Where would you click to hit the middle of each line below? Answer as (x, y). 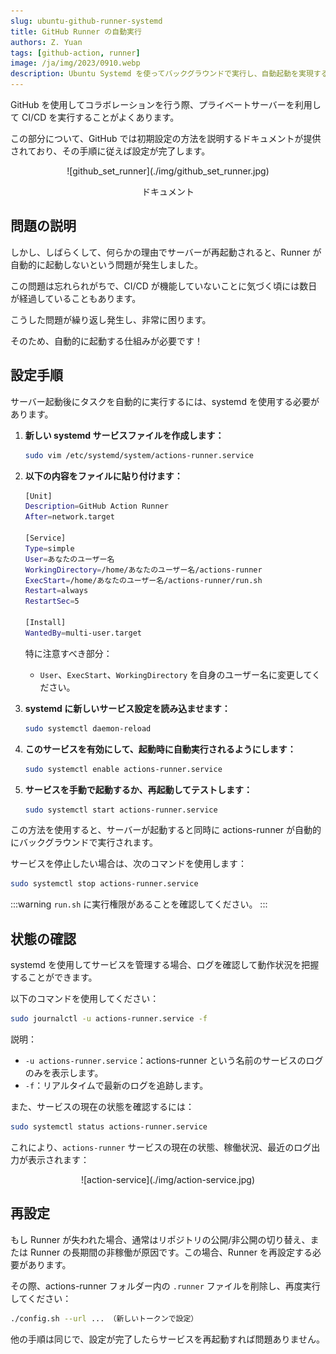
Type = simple (49, 548)
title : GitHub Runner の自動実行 (76, 31)
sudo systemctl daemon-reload (88, 728)
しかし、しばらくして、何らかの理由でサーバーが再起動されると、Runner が (166, 252)
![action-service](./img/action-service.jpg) (168, 1179)
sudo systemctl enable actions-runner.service (123, 769)
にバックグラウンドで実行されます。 (84, 842)
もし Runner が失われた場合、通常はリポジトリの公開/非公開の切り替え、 (160, 1239)
